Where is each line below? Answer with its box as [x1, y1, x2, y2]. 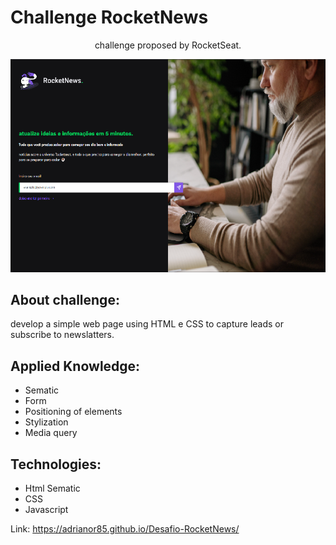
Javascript [24, 504, 69, 516]
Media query [24, 427, 78, 439]
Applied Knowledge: [10, 357, 141, 375]
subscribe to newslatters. [10, 329, 115, 341]
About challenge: [10, 292, 120, 309]
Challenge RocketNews [10, 6, 209, 29]
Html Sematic [24, 482, 81, 495]
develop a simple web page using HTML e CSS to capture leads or [10, 318, 285, 330]
